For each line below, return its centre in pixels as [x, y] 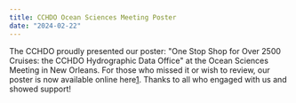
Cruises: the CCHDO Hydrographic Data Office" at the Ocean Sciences [139, 60]
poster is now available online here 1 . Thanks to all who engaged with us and [148, 79]
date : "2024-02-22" [45, 26]
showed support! [40, 89]
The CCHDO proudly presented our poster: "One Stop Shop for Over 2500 [145, 51]
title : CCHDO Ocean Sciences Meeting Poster [93, 17]
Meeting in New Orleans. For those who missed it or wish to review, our [140, 70]
